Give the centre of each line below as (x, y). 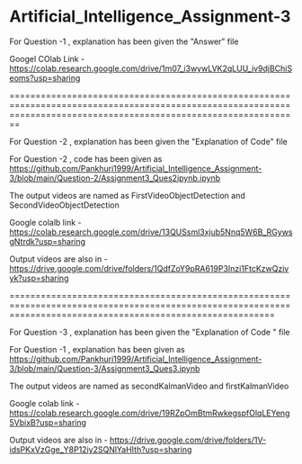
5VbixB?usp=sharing (48, 422)
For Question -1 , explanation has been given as (98, 349)
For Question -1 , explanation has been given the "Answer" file (124, 41)
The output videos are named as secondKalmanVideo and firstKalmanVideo (149, 386)
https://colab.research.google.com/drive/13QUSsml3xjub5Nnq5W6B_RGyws (151, 232)
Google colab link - (44, 403)
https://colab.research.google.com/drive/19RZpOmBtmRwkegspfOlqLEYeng (150, 413)
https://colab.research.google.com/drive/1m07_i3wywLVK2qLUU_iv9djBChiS (151, 68)
